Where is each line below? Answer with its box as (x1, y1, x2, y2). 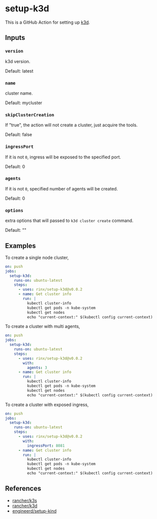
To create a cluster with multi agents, (5, 324, 80, 330)
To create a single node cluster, (5, 255, 69, 260)
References (5, 484, 41, 493)
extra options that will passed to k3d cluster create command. (5, 218, 134, 223)
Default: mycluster (5, 100, 43, 106)
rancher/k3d (12, 503, 38, 509)
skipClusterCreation (5, 112, 55, 117)
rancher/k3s (12, 497, 37, 503)
